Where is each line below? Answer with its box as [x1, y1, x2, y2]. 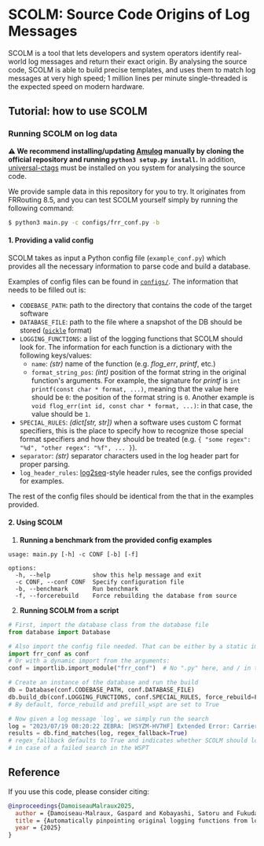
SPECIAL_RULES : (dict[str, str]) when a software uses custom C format [19, 417, 242, 427]
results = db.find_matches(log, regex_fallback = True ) [8, 729, 189, 737]
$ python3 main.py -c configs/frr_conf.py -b [8, 218, 159, 226]
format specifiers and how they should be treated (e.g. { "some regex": [19, 434, 251, 443]
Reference [8, 766, 60, 779]
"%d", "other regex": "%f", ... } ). [19, 443, 137, 452]
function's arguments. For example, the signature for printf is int [31, 376, 241, 385]
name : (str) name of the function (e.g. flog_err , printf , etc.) [31, 358, 216, 368]
